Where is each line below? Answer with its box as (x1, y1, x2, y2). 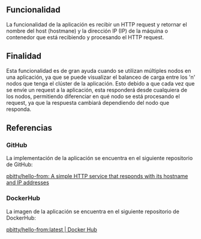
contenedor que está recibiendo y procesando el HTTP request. (6, 33, 164, 41)
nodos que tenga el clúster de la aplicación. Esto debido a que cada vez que (6, 79, 195, 87)
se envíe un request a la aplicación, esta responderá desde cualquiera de (6, 86, 188, 93)
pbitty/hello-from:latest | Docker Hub (6, 226, 97, 233)
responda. (6, 105, 32, 113)
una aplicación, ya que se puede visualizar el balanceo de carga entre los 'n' (6, 73, 196, 81)
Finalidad (6, 51, 42, 61)
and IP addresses (6, 179, 49, 186)
